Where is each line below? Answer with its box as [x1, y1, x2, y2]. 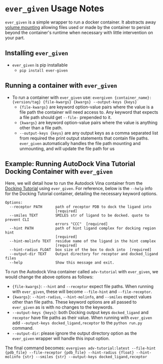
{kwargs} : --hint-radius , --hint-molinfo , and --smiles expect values [12, 294, 152, 300]
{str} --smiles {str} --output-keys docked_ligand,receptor [22, 355, 147, 360]
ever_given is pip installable [12, 62, 68, 68]
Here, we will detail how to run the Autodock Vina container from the [5, 180, 143, 186]
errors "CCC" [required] [55, 221, 108, 227]
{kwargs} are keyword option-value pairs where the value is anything [19, 120, 158, 125]
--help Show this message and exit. [9, 260, 115, 265]
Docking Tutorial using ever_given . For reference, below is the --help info [5, 186, 153, 192]
